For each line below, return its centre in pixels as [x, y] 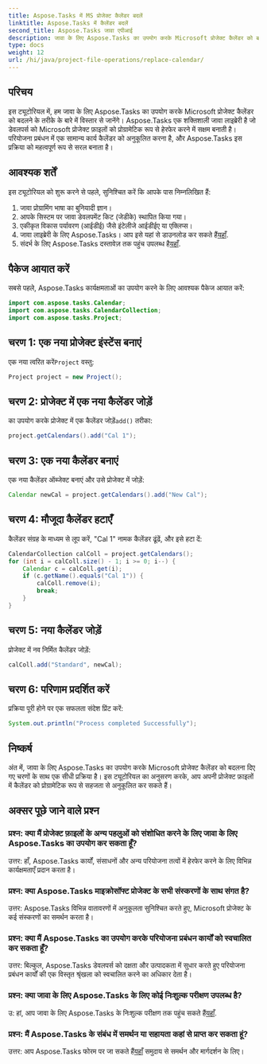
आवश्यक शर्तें [32, 173]
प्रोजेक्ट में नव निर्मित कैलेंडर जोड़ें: [50, 650]
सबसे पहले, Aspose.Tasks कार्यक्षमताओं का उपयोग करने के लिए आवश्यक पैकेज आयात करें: [126, 288]
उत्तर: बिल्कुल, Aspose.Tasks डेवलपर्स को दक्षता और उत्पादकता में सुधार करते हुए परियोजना [127, 965]
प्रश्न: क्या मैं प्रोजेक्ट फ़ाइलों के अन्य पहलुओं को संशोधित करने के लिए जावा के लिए [123, 833]
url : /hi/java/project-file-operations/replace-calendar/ [106, 60]
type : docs [26, 45]
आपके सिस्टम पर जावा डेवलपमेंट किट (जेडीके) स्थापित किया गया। [103, 216]
